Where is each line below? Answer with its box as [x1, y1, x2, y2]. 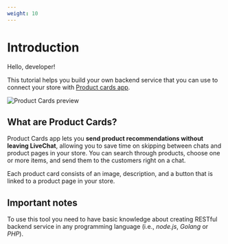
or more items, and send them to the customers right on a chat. [7, 156, 186, 165]
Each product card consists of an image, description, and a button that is [7, 170, 213, 178]
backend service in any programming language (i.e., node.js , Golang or [7, 223, 209, 231]
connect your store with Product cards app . [7, 83, 130, 91]
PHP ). [7, 230, 24, 238]
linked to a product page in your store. [7, 177, 115, 186]
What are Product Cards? [7, 116, 117, 128]
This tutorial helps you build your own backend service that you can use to [7, 76, 218, 84]
